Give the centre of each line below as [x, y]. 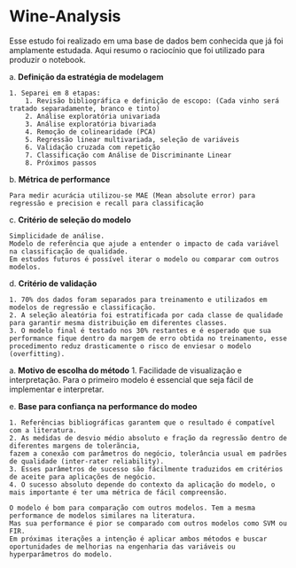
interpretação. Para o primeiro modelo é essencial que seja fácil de [132, 379]
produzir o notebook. [47, 59]
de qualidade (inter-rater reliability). [87, 461]
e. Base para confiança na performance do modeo [103, 406]
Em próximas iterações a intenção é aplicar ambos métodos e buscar [138, 539]
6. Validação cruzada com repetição [93, 147]
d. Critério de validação [53, 283]
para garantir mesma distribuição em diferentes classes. [118, 323]
